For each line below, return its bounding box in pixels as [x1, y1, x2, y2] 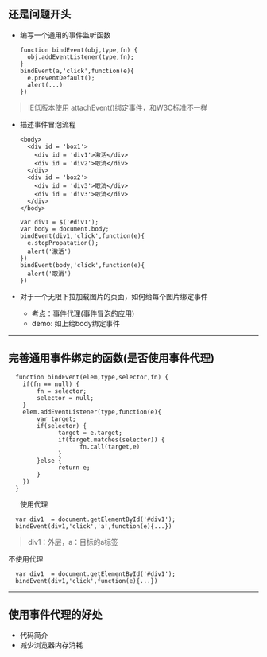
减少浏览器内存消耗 [19, 640, 83, 650]
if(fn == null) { [22, 380, 80, 388]
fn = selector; [37, 387, 87, 395]
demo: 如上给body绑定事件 [31, 318, 121, 328]
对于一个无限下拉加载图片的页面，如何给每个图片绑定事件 [19, 291, 208, 301]
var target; [37, 414, 77, 423]
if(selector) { [37, 422, 87, 430]
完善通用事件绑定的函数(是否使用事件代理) [8, 352, 215, 365]
